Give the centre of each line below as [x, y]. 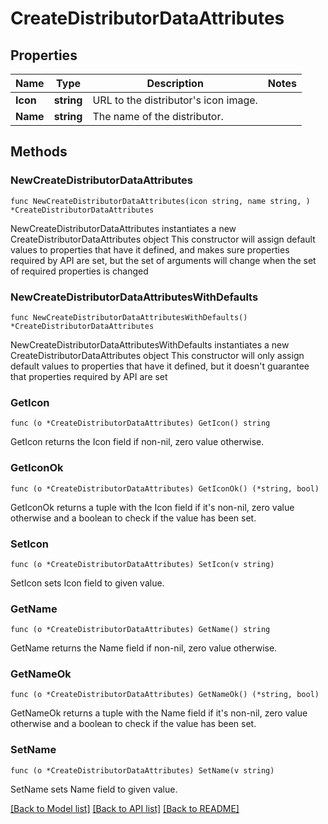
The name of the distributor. [158, 116]
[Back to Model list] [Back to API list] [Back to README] [125, 808]
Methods [39, 152]
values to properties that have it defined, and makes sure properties [150, 249]
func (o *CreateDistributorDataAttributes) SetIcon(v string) [142, 564]
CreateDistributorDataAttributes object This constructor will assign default [163, 239]
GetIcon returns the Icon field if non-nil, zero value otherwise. [137, 442]
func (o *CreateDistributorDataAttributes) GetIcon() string [140, 423]
